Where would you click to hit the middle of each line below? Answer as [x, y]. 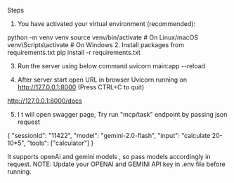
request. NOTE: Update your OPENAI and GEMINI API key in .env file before [117, 164]
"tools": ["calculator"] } [60, 143]
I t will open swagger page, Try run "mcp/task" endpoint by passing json [122, 114]
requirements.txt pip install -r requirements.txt [74, 52]
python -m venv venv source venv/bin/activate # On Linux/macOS [103, 37]
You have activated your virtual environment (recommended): [106, 24]
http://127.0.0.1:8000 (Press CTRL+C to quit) [81, 87]
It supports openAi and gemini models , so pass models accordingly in [109, 157]
